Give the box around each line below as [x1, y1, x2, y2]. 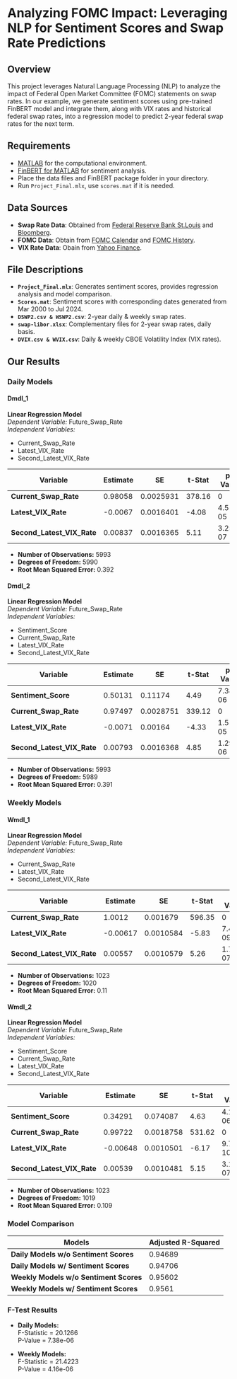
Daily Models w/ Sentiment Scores [11, 1261, 130, 1271]
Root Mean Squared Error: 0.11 [17, 986, 108, 995]
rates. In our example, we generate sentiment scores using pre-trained [7, 97, 213, 105]
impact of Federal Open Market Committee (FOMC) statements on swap [7, 90, 217, 98]
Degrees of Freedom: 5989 [17, 773, 98, 781]
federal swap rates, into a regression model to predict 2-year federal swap [7, 112, 224, 120]
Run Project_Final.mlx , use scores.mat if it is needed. [17, 181, 175, 190]
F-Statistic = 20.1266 [17, 1329, 78, 1337]
